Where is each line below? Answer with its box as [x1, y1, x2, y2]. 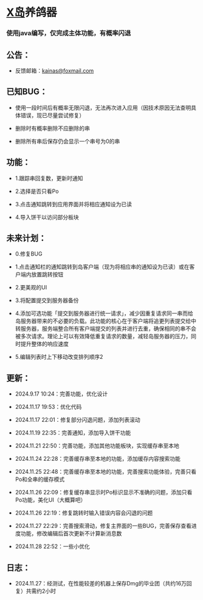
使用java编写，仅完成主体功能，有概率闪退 [6, 29, 131, 37]
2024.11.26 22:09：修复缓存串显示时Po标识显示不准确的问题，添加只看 [15, 489, 193, 496]
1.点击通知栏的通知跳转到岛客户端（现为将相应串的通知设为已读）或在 [15, 263, 190, 270]
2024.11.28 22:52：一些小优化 [15, 543, 90, 550]
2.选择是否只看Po [15, 187, 59, 195]
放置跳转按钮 [31, 271, 64, 278]
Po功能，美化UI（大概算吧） [15, 496, 86, 504]
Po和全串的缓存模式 [15, 475, 65, 483]
